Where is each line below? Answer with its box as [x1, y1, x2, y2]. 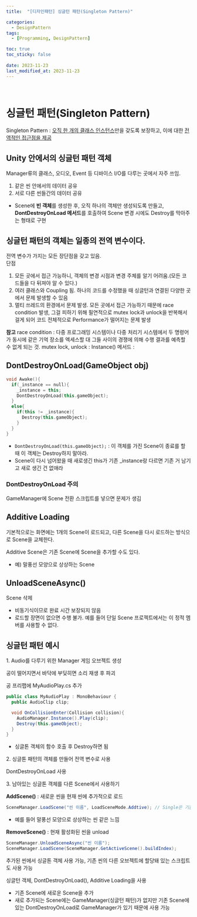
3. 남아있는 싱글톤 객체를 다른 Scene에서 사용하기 [6, 780, 120, 787]
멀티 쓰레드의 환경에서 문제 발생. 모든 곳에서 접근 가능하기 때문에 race [14, 302, 174, 309]
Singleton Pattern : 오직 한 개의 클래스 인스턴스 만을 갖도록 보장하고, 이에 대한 [6, 127, 184, 134]
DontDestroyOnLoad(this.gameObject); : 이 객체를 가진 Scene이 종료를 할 [14, 442, 186, 449]
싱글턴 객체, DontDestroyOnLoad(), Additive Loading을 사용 [6, 876, 147, 884]
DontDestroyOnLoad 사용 [6, 768, 67, 775]
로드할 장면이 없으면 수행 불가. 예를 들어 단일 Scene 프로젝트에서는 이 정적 [14, 614, 185, 621]
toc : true [6, 46, 30, 52]
